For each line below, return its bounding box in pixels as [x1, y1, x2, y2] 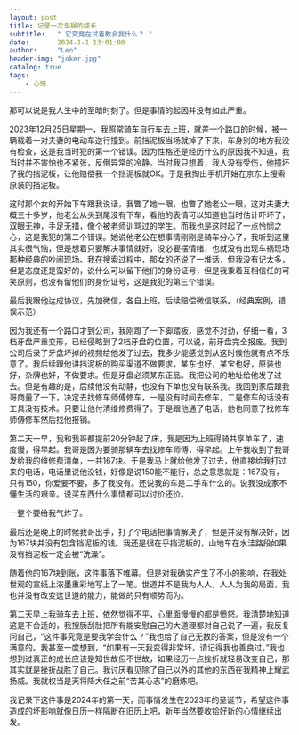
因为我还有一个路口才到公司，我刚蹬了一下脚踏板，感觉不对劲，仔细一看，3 [9, 325, 287, 335]
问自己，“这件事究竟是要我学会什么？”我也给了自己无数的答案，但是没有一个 [9, 631, 289, 642]
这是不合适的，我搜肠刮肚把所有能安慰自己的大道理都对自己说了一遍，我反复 [9, 619, 290, 630]
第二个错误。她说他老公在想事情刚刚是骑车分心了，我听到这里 [63, 231, 290, 242]
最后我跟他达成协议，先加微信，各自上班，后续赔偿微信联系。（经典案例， [9, 295, 279, 305]
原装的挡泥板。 [9, 179, 64, 190]
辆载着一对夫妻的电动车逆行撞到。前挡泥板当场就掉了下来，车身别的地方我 [9, 134, 282, 145]
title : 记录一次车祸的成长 [9, 21, 98, 30]
